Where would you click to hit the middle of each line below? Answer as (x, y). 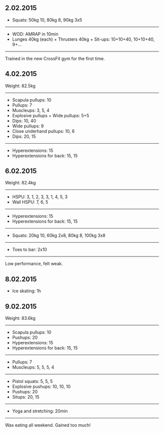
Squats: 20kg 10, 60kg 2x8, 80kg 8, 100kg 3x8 (59, 235)
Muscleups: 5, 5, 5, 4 (33, 367)
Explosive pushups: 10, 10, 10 (41, 386)
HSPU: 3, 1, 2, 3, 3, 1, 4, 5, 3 (40, 197)
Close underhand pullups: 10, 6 (43, 131)
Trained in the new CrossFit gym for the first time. (55, 58)
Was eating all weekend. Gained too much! (48, 425)
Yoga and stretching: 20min (40, 411)
